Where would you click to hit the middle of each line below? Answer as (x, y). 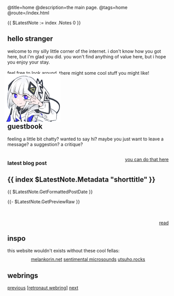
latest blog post (27, 163)
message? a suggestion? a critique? (45, 144)
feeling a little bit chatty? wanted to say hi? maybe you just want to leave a (86, 139)
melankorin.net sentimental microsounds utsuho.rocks (88, 259)
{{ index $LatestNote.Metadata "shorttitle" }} (81, 179)
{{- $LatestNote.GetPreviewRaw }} (44, 202)
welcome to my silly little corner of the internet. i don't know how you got (84, 51)
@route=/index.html (28, 13)
